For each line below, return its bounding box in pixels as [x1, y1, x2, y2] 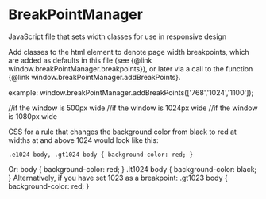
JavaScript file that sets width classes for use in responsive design [8, 32, 227, 41]
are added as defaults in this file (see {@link [8, 55, 152, 65]
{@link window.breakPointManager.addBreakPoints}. [8, 72, 181, 82]
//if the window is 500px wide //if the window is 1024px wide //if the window [8, 103, 258, 113]
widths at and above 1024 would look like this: [8, 135, 159, 144]
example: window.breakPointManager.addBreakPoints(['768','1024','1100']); [8, 87, 254, 97]
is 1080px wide [8, 111, 58, 121]
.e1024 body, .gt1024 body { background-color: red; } [8, 151, 194, 159]
